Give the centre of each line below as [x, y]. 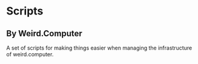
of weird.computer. [30, 54]
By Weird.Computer [45, 34]
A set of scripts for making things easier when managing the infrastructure [99, 48]
